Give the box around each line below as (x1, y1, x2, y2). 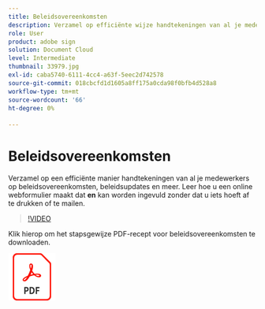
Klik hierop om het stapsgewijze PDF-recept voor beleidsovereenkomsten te (8, 229, 256, 239)
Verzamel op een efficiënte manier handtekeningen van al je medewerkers (8, 173, 250, 183)
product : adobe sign (8, 38, 77, 46)
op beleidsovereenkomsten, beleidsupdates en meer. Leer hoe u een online (8, 182, 253, 192)
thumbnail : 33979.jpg (8, 63, 80, 71)
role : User (8, 29, 44, 37)
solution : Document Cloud (8, 46, 93, 54)
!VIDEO (27, 214, 51, 224)
